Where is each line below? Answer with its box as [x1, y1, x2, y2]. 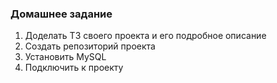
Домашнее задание [10, 7, 113, 21]
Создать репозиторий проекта [24, 40, 156, 52]
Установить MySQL [24, 51, 107, 63]
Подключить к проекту [24, 62, 124, 74]
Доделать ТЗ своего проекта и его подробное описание [24, 30, 267, 42]
